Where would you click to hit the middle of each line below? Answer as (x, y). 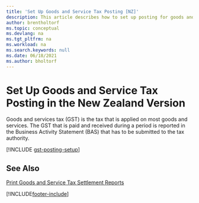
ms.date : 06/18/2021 (32, 56)
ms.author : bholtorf (32, 61)
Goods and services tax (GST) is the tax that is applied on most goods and (97, 120)
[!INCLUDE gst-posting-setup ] (43, 150)
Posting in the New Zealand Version (96, 103)
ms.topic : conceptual (33, 28)
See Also (23, 168)
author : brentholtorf (33, 22)
